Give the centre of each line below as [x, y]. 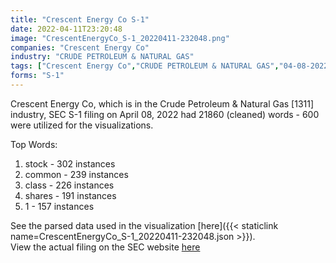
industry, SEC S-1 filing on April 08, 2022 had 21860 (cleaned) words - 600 [165, 114]
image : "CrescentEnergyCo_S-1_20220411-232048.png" [120, 38]
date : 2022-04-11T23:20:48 [66, 29]
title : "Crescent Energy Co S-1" [80, 19]
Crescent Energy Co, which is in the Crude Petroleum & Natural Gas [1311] [162, 103]
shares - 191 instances [70, 195]
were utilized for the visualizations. [82, 125]
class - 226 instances [69, 185]
